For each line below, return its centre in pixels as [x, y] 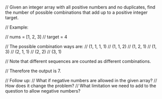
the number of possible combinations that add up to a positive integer [77, 12]
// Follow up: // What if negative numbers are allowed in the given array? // [81, 80]
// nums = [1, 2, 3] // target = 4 [36, 37]
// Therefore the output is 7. [33, 71]
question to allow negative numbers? [43, 91]
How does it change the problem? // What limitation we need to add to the [81, 86]
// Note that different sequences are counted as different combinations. [78, 61]
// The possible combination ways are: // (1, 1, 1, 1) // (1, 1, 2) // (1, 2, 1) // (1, [81, 46]
